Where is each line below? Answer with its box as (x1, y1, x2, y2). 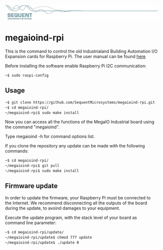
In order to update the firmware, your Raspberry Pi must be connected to (5, 195, 151, 200)
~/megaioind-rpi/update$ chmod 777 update (5, 235, 92, 240)
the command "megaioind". (5, 124, 60, 130)
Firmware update (5, 182, 58, 190)
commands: (5, 148, 29, 154)
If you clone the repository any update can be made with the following (5, 143, 145, 149)
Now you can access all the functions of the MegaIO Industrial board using (5, 119, 154, 125)
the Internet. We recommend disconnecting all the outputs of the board (5, 200, 147, 206)
